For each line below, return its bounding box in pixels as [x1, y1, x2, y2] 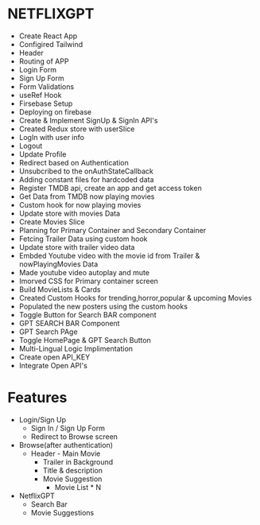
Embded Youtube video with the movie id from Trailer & [18, 251, 200, 260]
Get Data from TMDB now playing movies [18, 192, 155, 201]
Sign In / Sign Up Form [30, 423, 105, 433]
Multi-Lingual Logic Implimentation [18, 344, 133, 353]
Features [7, 389, 68, 406]
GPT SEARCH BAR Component [18, 318, 120, 328]
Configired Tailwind [18, 39, 83, 49]
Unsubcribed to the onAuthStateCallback [18, 166, 154, 176]
